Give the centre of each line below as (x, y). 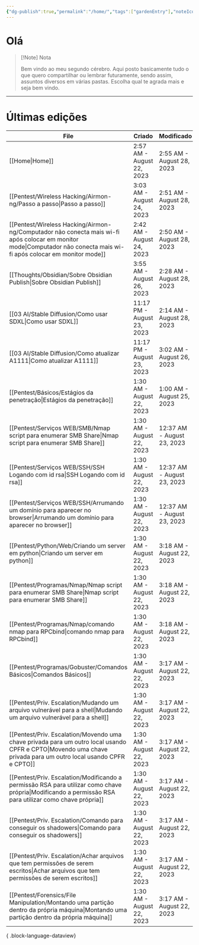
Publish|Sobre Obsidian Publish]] (55, 282)
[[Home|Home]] (31, 160)
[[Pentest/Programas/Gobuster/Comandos (68, 667)
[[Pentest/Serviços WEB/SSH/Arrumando (67, 503)
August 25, (174, 396)
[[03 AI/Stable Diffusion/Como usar (58, 314)
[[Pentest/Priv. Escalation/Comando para (66, 820)
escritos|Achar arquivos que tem (54, 870)
